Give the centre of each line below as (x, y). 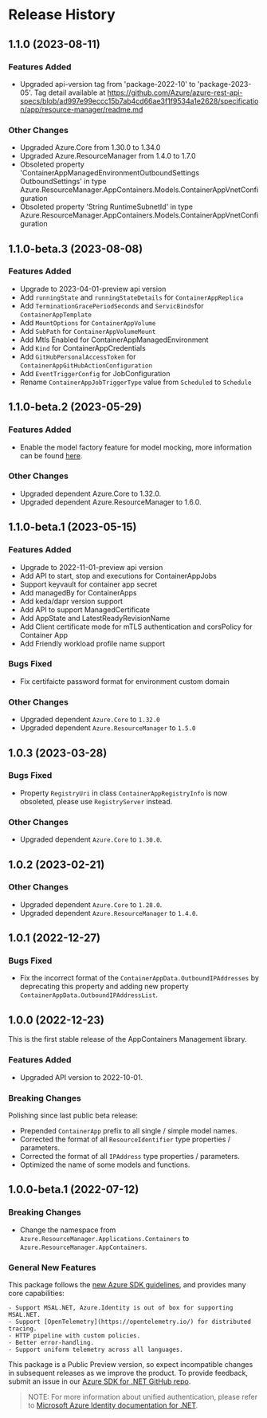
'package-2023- (224, 84)
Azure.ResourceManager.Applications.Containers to (104, 1238)
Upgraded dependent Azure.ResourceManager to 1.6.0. (110, 502)
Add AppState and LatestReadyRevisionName (95, 618)
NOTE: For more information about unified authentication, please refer (143, 1396)
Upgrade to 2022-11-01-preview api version (91, 567)
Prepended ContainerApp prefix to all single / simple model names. (128, 1130)
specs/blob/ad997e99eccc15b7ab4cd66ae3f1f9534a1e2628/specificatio (139, 100)
